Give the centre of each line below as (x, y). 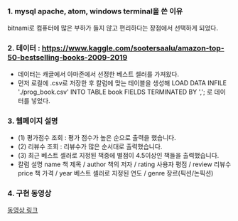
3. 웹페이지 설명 (33, 121)
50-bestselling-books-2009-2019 (67, 58)
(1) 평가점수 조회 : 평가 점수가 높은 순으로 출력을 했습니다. (97, 137)
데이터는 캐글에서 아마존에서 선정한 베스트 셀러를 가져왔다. (98, 74)
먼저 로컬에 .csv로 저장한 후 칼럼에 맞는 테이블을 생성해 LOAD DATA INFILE (122, 82)
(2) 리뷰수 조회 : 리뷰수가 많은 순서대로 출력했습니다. (90, 146)
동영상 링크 (23, 210)
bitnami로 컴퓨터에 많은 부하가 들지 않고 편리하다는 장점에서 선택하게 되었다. (113, 28)
